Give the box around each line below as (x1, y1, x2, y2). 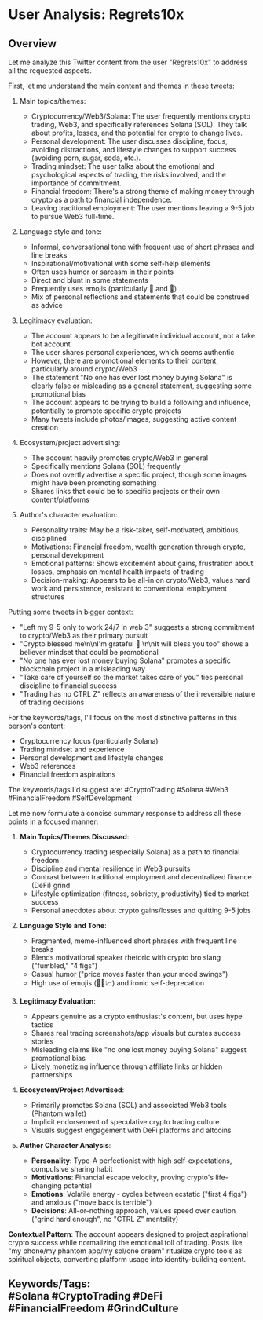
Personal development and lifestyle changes (19, 753, 163, 762)
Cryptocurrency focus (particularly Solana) (19, 737, 159, 745)
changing (31, 1181, 62, 1190)
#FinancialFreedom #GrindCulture (8, 1302, 179, 1315)
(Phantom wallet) (31, 1109, 87, 1118)
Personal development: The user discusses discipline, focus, (31, 137, 228, 146)
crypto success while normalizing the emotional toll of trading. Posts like (8, 1238, 243, 1247)
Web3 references (19, 762, 76, 770)
